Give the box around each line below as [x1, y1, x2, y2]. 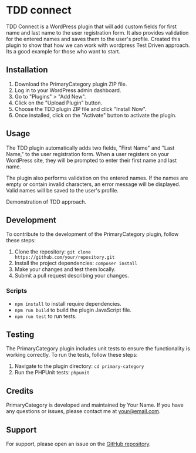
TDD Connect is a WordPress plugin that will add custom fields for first [6, 23, 177, 30]
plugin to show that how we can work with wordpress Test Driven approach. [6, 42, 190, 49]
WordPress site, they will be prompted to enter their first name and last [6, 157, 177, 164]
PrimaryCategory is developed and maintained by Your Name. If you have [6, 401, 184, 408]
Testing [6, 330, 35, 340]
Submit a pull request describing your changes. [14, 272, 130, 279]
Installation [6, 65, 48, 75]
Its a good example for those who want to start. [6, 48, 121, 55]
